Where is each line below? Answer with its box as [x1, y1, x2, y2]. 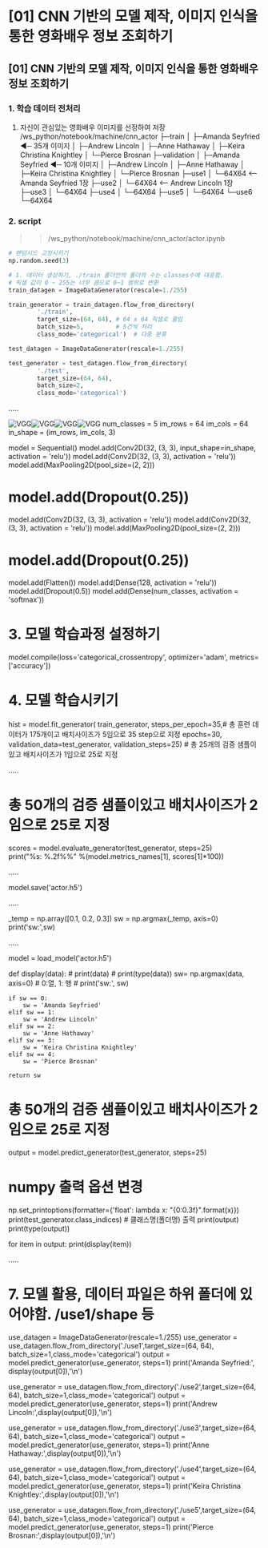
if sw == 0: [8, 994, 48, 1002]
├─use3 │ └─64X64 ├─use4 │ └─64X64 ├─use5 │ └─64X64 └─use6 [19, 187, 253, 196]
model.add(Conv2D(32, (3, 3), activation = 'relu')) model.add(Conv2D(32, [8, 514, 251, 525]
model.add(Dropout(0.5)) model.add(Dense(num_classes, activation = [8, 587, 239, 596]
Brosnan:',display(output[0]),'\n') [8, 1530, 116, 1540]
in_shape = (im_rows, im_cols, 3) [8, 428, 116, 437]
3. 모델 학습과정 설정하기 [8, 626, 161, 643]
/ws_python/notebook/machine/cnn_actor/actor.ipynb [47, 234, 226, 244]
